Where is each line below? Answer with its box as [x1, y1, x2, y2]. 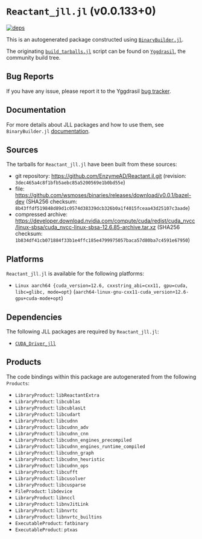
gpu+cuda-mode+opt [14, 295, 62, 302]
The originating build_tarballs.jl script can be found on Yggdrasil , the [6, 47, 186, 55]
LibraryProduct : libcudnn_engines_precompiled [14, 436, 132, 443]
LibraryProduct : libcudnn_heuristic [14, 455, 105, 462]
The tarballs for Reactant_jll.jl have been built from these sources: [6, 161, 177, 168]
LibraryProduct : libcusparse [14, 481, 86, 488]
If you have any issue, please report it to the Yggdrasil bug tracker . [6, 87, 171, 95]
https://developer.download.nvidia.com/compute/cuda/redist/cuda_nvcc [14, 217, 195, 224]
